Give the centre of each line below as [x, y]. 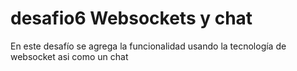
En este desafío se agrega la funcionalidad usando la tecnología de [148, 46]
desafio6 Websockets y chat [131, 18]
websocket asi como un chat [69, 56]
